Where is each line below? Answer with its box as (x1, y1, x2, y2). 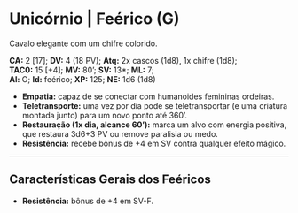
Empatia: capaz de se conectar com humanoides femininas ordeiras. (21, 91, 275, 102)
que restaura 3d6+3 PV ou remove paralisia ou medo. (21, 128, 219, 139)
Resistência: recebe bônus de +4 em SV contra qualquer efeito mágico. (21, 138, 286, 148)
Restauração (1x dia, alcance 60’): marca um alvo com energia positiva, (21, 119, 287, 130)
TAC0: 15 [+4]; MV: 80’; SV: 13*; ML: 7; (9, 65, 154, 75)
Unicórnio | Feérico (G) (9, 9, 180, 29)
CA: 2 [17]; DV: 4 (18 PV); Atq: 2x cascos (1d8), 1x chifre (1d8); (9, 55, 238, 65)
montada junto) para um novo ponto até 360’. (21, 110, 188, 120)
